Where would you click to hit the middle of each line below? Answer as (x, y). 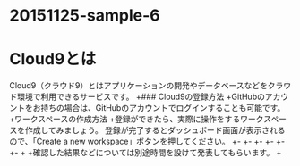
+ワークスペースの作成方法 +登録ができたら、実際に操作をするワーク (137, 119)
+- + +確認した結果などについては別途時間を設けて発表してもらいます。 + (146, 153)
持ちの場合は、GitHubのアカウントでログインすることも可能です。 (163, 108)
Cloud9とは (53, 59)
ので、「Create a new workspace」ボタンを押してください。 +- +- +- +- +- (147, 141)
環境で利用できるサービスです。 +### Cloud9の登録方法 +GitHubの (141, 97)
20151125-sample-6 (85, 16)
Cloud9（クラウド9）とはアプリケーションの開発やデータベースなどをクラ (146, 86)
